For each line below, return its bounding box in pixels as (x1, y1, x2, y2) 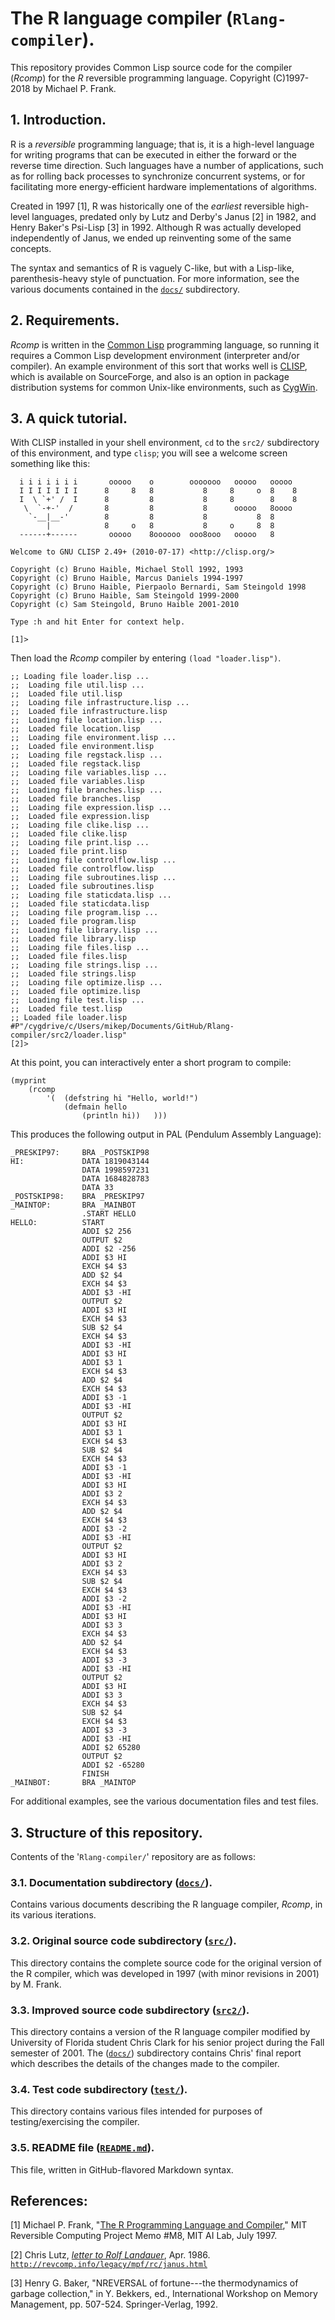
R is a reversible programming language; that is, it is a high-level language (10, 138, 315, 150)
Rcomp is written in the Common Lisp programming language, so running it (10, 338, 320, 351)
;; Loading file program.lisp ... (10, 908, 159, 918)
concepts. (10, 242, 52, 254)
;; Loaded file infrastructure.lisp (10, 707, 168, 717)
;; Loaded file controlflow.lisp (10, 864, 155, 874)
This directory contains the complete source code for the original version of (10, 1957, 322, 1969)
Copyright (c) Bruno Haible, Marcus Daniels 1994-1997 (10, 573, 244, 584)
